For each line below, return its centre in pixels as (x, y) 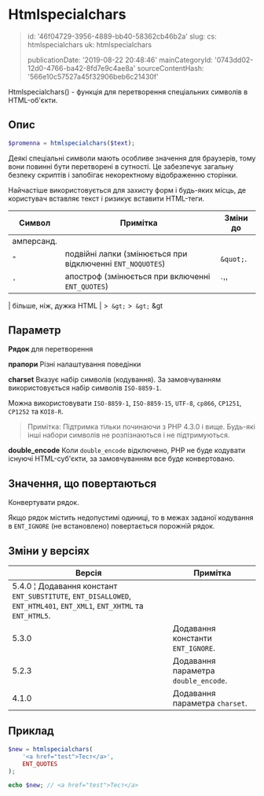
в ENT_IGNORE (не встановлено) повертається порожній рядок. (112, 526)
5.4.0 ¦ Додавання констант (65, 586)
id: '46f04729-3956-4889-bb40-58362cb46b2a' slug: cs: (122, 36)
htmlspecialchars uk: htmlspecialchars (89, 44)
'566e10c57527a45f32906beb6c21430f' (93, 76)
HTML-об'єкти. (33, 100)
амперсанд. (35, 241)
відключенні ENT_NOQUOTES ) (115, 263)
